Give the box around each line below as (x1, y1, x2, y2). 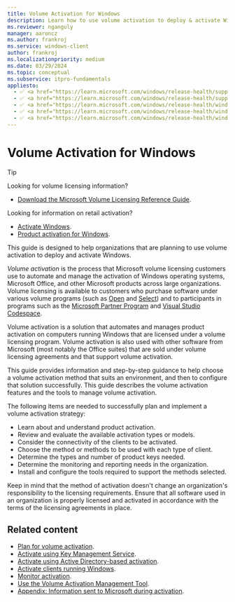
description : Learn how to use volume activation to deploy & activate (7, 17, 220, 24)
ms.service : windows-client (7, 43, 90, 50)
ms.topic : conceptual (7, 69, 71, 76)
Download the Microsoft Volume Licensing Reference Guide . (17, 195, 192, 203)
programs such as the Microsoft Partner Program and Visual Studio (7, 301, 201, 310)
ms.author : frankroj (7, 36, 68, 43)
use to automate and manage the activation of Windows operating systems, (7, 271, 225, 280)
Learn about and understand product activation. (17, 423, 156, 431)
